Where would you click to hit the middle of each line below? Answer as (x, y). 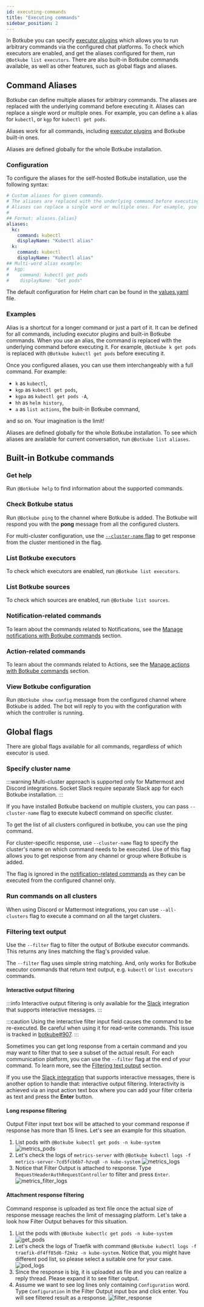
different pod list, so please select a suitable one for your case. (94, 1259)
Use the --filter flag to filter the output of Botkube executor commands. (98, 945)
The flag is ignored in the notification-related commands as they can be (96, 874)
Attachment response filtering (45, 1195)
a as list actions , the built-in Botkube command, (77, 409)
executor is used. (28, 753)
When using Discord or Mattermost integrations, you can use (83, 909)
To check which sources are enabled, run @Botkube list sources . (88, 600)
